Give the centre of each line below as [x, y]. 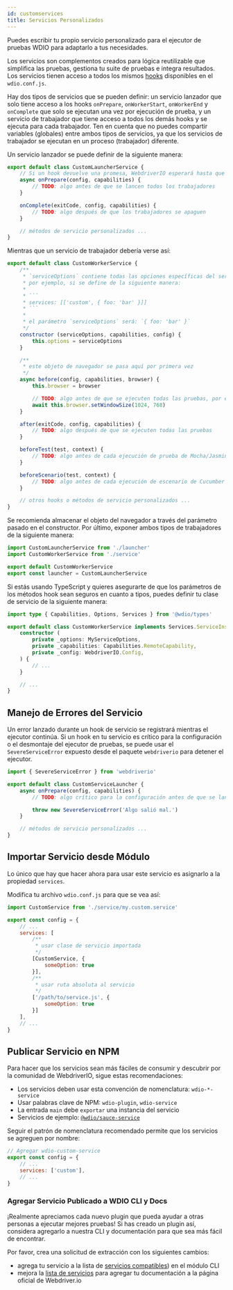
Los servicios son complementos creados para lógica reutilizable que [106, 61]
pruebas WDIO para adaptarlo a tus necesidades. [78, 47]
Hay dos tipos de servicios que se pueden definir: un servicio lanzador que [114, 96]
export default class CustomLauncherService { [76, 167]
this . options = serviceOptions [77, 341]
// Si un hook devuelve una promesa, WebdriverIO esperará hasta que [122, 174]
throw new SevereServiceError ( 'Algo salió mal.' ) [105, 810]
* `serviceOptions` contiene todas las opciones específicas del [119, 276]
